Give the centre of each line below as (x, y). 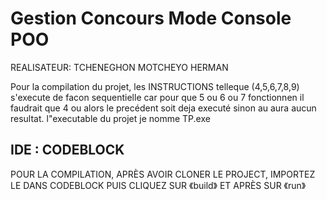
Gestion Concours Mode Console (151, 18)
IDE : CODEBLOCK (67, 150)
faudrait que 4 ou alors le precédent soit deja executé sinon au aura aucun (163, 108)
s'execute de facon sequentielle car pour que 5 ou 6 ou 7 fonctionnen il (157, 97)
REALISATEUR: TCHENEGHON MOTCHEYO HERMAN (119, 67)
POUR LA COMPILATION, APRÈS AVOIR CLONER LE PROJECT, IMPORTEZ (163, 174)
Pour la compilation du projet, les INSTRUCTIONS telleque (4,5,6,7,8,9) (155, 86)
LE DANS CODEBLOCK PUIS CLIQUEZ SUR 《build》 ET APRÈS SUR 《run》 (158, 185)
